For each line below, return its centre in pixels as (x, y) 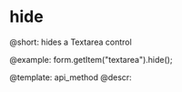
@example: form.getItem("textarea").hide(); (91, 59)
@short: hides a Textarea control (71, 42)
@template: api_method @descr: (71, 77)
